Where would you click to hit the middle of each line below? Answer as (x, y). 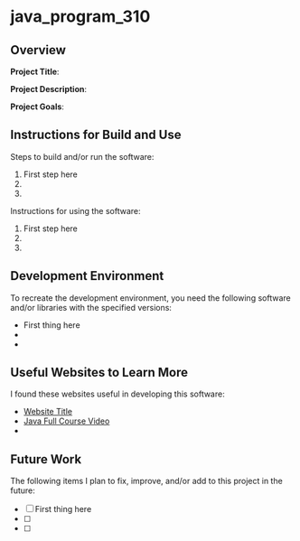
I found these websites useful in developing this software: (117, 394)
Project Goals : (37, 107)
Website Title (48, 412)
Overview (38, 50)
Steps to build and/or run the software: (82, 156)
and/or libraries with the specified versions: (91, 307)
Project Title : (35, 71)
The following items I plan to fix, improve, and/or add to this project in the (146, 481)
